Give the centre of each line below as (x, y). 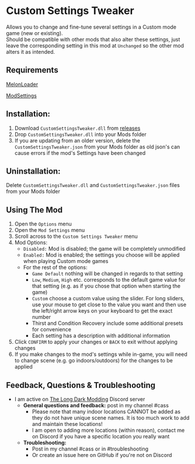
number (41, 317)
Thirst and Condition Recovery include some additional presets (108, 323)
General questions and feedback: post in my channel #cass (96, 405)
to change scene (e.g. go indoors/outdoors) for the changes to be (94, 361)
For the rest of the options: (55, 268)
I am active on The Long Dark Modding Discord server (80, 399)
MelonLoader (22, 84)
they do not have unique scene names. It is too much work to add (111, 418)
